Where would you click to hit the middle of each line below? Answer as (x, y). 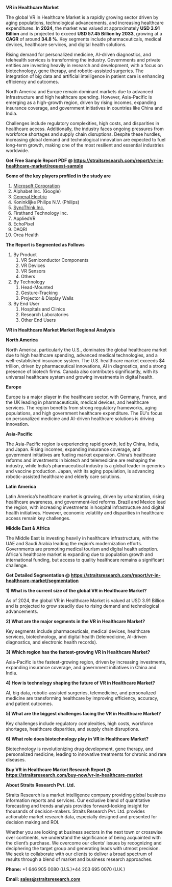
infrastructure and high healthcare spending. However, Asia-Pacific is (79, 97)
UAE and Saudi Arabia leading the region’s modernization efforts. (74, 543)
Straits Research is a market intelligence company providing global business (86, 795)
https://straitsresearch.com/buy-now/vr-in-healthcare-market (74, 775)
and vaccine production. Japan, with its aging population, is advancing (80, 471)
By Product (25, 255)
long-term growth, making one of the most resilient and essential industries (85, 145)
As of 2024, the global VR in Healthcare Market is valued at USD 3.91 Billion (85, 601)
